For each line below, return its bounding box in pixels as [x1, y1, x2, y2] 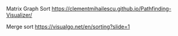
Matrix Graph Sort [6, 5, 51, 12]
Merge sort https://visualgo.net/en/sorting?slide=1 [6, 23, 130, 30]
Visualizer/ [6, 11, 32, 19]
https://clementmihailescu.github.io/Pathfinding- [52, 5, 172, 12]
